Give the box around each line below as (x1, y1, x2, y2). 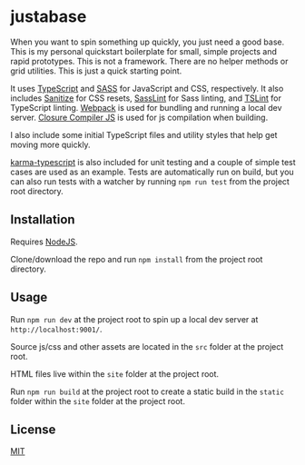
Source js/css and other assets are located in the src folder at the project (10, 341, 284, 351)
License (10, 421, 56, 437)
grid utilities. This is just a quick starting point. (10, 65, 182, 76)
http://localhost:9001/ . (10, 323, 103, 334)
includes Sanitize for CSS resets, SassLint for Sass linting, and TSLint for (10, 93, 282, 104)
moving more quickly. (10, 139, 91, 150)
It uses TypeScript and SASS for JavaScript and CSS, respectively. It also (10, 83, 284, 94)
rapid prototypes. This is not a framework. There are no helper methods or (10, 55, 289, 66)
